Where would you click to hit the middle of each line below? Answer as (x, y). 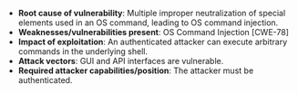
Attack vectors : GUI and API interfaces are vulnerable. (121, 61)
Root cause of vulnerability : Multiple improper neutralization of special (152, 13)
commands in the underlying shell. (83, 51)
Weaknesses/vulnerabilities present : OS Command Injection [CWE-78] (154, 32)
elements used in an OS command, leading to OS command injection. (148, 23)
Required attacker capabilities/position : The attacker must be (136, 70)
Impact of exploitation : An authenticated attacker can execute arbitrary (153, 42)
